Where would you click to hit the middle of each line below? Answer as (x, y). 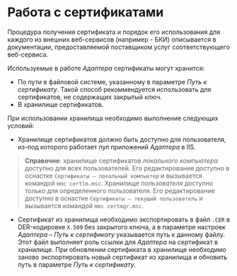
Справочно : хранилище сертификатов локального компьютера (121, 161)
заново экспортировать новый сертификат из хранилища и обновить (122, 257)
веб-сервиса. (28, 54)
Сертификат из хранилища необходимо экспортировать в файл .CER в (124, 219)
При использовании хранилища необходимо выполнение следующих (113, 118)
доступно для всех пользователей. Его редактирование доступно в (127, 168)
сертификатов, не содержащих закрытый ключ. (90, 97)
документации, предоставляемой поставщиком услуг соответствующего (118, 47)
